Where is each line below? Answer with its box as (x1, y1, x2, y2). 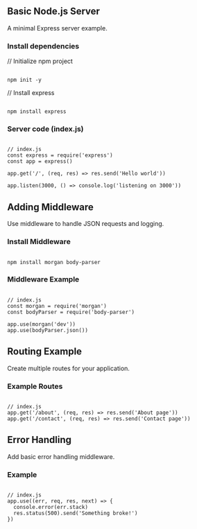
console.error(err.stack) (13, 504, 89, 511)
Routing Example (7, 346, 82, 358)
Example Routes (7, 381, 63, 391)
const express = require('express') (7, 152, 113, 159)
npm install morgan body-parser (7, 259, 101, 266)
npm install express (7, 108, 67, 115)
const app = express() (7, 158, 73, 165)
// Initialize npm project (7, 57, 73, 65)
